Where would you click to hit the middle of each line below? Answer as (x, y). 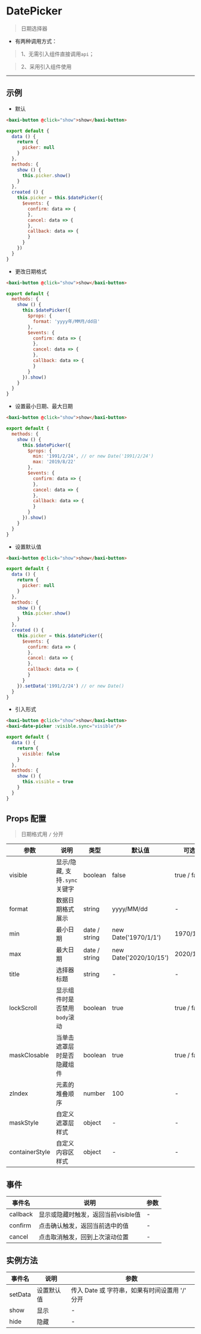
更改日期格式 (31, 271)
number (95, 1093)
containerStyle (30, 1152)
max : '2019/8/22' (54, 462)
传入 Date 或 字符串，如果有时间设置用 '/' (129, 1290)
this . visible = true (48, 782)
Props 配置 (26, 819)
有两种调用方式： (36, 41)
